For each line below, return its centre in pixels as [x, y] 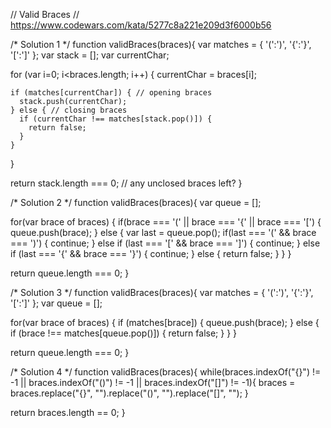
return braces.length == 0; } [68, 412]
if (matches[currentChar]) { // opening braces [111, 93]
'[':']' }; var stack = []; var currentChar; [90, 55]
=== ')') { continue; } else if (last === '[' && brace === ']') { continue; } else [165, 243]
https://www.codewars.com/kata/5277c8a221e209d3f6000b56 [141, 25]
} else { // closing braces [69, 110]
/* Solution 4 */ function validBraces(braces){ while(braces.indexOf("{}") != [166, 372]
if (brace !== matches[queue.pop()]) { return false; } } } [124, 333]
